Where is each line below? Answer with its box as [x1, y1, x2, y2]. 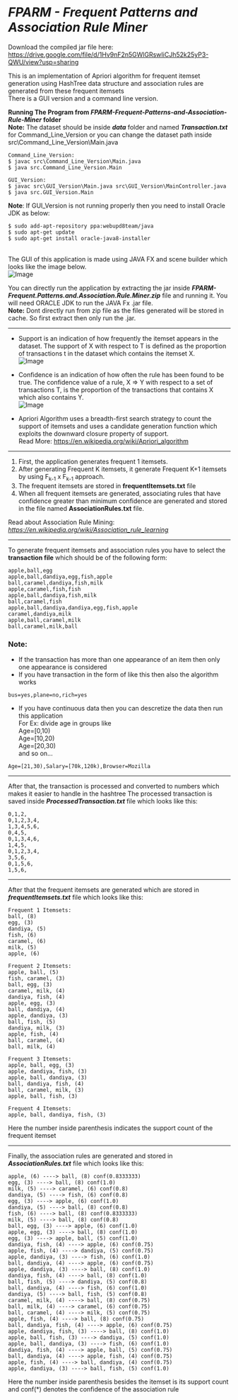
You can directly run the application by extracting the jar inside [8, 283, 191, 292]
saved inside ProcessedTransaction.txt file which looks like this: [8, 797, 198, 806]
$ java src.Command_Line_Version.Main [8, 164, 122, 171]
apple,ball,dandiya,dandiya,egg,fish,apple [8, 604, 138, 611]
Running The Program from [8, 108, 90, 116]
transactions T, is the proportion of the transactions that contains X [18, 385, 214, 394]
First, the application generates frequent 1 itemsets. [18, 457, 168, 465]
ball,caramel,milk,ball [8, 623, 78, 630]
